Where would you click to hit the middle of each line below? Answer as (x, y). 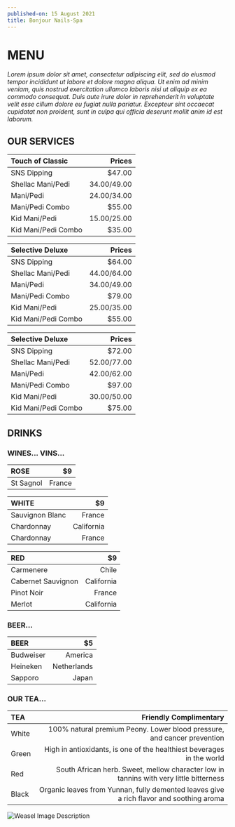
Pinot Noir (27, 593)
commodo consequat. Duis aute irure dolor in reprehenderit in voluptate (111, 97)
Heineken (27, 666)
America (79, 655)
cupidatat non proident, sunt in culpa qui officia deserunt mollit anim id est (115, 112)
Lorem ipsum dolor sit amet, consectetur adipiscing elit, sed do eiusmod (111, 74)
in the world (205, 757)
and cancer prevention (187, 738)
